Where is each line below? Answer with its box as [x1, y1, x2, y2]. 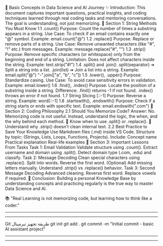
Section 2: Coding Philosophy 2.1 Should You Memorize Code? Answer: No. [5, 108, 156, 114]
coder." [5, 202, 19, 208]
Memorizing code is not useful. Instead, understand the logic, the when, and [5, 113, 158, 119]
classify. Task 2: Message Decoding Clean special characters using [5, 155, 140, 160]
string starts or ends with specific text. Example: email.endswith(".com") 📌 [5, 103, 154, 109]
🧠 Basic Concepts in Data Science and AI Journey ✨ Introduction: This [5, 5, 146, 10]
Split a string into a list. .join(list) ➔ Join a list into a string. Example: [5, 67, 139, 72]
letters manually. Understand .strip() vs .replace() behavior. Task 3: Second [5, 165, 155, 171]
